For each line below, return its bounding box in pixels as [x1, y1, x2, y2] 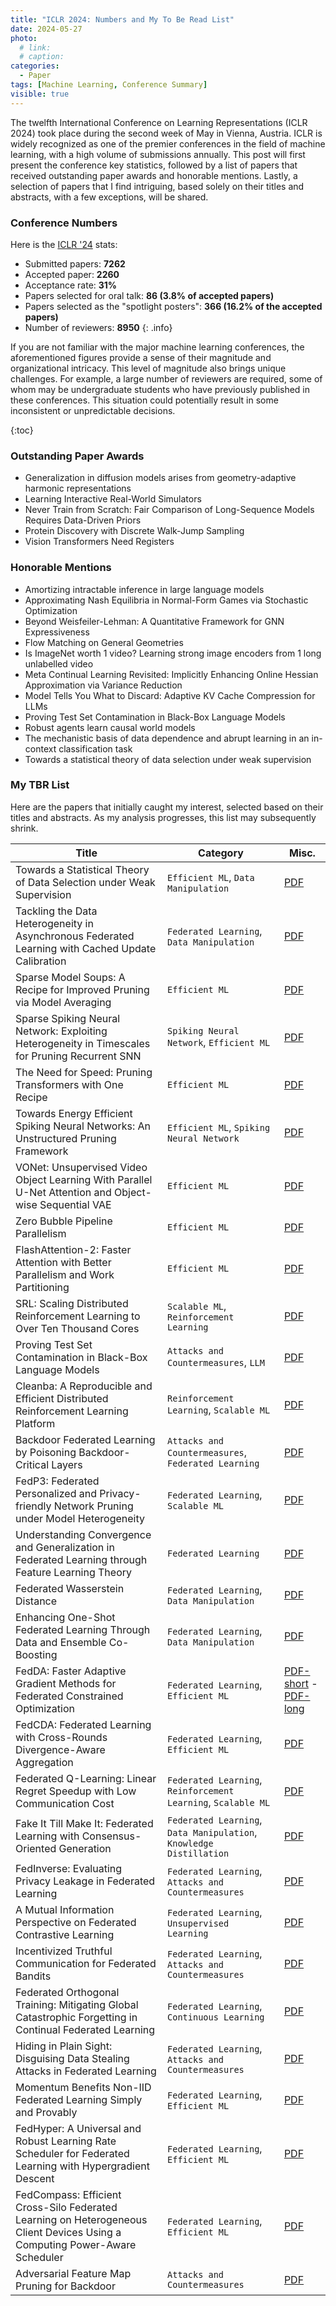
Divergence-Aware [15, 1742, 106, 1756]
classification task [58, 742, 133, 755]
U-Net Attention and [15, 1185, 112, 1199]
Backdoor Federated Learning [15, 1432, 156, 1446]
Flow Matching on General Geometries [24, 636, 184, 648]
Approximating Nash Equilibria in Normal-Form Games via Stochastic [24, 594, 309, 606]
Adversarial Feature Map [15, 2266, 132, 2280]
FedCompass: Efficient [15, 2187, 122, 2201]
